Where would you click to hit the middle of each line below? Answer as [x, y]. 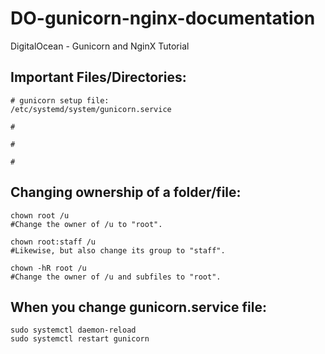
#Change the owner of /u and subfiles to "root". [116, 277]
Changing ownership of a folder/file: [126, 192]
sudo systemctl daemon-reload [73, 330]
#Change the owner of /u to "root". [86, 224]
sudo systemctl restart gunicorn [80, 339]
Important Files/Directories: [98, 77]
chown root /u [40, 215]
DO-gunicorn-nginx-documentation [163, 18]
